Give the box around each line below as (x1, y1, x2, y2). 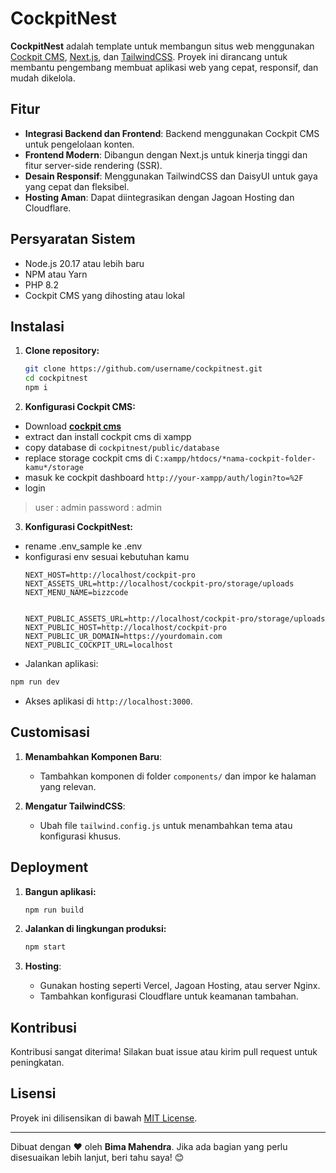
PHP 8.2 (24, 278, 59, 291)
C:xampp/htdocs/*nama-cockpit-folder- (154, 454, 317, 464)
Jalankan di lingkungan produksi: (24, 923, 167, 935)
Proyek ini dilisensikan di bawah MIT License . (10, 1112, 198, 1124)
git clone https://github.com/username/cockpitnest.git (24, 364, 263, 374)
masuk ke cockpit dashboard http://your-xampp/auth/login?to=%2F (24, 472, 304, 483)
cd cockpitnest (24, 373, 89, 384)
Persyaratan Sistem (10, 231, 136, 248)
